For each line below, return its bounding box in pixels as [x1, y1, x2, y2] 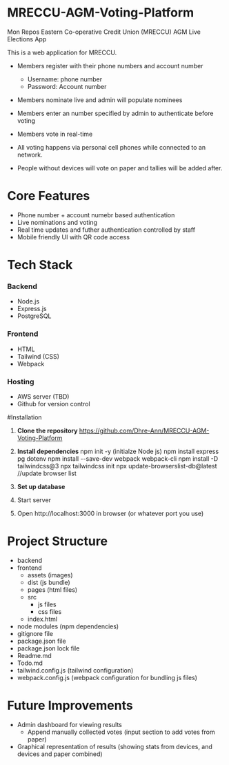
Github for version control [17, 399, 91, 408]
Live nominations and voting [17, 218, 98, 226]
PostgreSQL [17, 312, 52, 320]
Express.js [17, 305, 47, 313]
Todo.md [17, 659, 43, 667]
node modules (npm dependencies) [17, 622, 119, 630]
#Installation [7, 413, 43, 421]
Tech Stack [7, 257, 73, 273]
